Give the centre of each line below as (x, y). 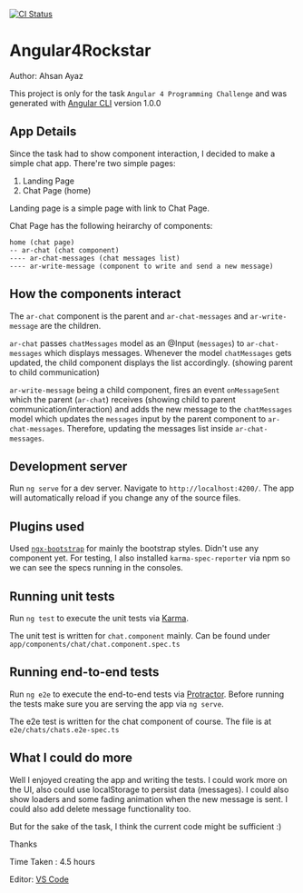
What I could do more (71, 758)
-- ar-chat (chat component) (64, 250)
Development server (68, 466)
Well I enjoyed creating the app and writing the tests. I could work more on (148, 779)
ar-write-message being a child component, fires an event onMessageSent (145, 390)
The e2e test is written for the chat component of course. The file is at (141, 721)
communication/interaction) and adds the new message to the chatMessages (151, 409)
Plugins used (47, 526)
